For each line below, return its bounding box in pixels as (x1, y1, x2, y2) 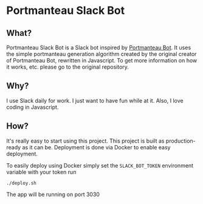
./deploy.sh (6, 180, 36, 186)
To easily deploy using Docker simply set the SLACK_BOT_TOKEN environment (6, 161, 193, 169)
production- (165, 137, 196, 144)
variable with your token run (6, 168, 77, 175)
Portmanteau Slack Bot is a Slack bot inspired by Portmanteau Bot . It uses (6, 44, 191, 51)
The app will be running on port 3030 (6, 191, 100, 198)
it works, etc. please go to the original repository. (6, 63, 129, 70)
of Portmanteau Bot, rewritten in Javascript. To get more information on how (6, 57, 198, 64)
